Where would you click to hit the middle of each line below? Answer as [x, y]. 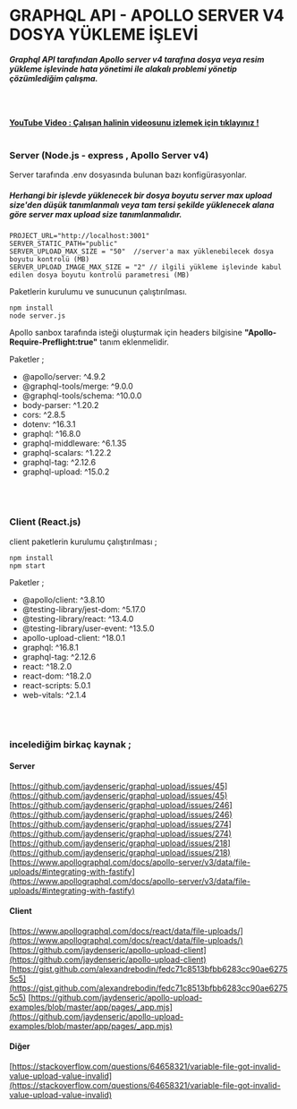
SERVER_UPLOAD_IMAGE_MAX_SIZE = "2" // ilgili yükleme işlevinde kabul [145, 268]
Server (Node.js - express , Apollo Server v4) [109, 155]
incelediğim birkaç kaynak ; [70, 745]
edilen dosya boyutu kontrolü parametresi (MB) [100, 275]
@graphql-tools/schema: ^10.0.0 [82, 396]
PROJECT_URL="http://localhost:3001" [80, 236]
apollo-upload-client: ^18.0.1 [73, 637]
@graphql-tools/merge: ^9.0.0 [78, 387]
